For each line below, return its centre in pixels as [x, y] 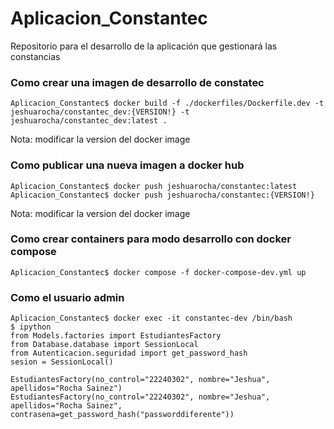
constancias [35, 56]
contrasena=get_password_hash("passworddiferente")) [122, 415]
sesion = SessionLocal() [62, 362]
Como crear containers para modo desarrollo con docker [151, 239]
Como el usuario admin [67, 297]
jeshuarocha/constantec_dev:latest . [89, 121]
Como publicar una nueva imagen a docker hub [127, 165]
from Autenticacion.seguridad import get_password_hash [129, 353]
